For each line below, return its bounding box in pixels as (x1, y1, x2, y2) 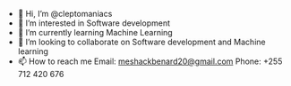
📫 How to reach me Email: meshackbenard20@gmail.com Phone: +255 (17, 56, 283, 66)
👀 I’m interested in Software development (17, 18, 170, 28)
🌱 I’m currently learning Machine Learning (17, 27, 173, 37)
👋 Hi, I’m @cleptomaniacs (17, 9, 113, 19)
